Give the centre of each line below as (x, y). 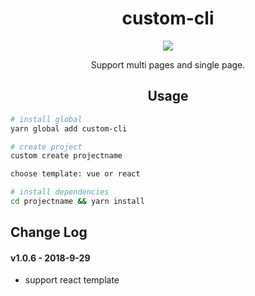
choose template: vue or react (75, 174)
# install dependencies (60, 192)
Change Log (49, 232)
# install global (46, 119)
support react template (72, 280)
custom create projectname (66, 156)
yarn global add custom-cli (69, 128)
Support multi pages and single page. (168, 64)
